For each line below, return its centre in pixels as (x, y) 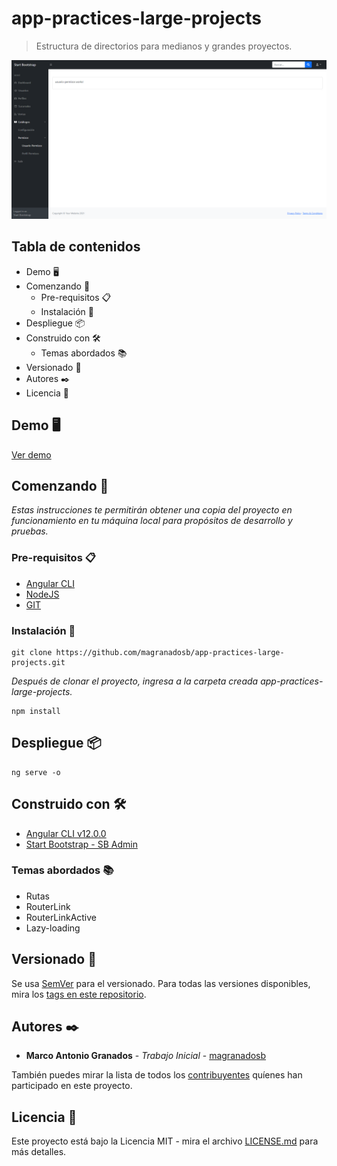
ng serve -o (36, 772)
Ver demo (31, 454)
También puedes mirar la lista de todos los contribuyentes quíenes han (157, 1075)
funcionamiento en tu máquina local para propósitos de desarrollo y (152, 521)
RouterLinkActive (61, 917)
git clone (32, 652)
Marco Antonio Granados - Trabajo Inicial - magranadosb (146, 1056)
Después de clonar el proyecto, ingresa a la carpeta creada (135, 681)
